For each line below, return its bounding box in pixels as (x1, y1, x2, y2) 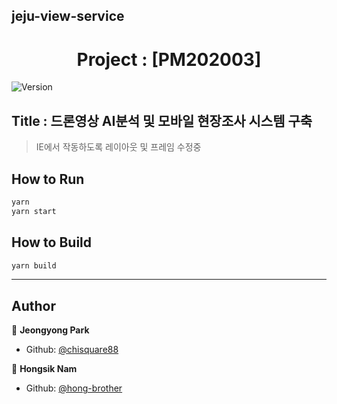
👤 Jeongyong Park (11, 324, 90, 336)
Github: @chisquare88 (25, 344, 119, 356)
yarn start (11, 206, 57, 216)
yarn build (11, 260, 57, 271)
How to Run (11, 170, 85, 188)
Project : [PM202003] (76, 48, 262, 71)
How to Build (11, 234, 93, 251)
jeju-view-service (11, 8, 125, 25)
